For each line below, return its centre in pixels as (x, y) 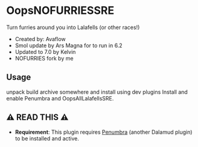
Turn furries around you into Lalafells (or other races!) (73, 27)
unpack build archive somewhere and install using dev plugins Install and (97, 92)
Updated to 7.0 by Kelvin (45, 51)
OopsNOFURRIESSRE (60, 11)
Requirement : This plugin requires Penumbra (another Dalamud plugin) (104, 132)
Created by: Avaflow (40, 39)
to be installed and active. (47, 138)
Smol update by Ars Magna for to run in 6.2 (69, 45)
